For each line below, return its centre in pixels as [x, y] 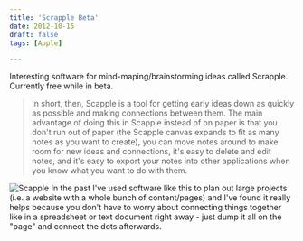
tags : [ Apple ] [36, 43]
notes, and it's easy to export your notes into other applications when [161, 161]
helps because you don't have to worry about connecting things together [146, 208]
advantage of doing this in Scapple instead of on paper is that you [154, 123]
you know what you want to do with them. [109, 171]
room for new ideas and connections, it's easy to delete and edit [151, 152]
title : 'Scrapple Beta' [54, 18]
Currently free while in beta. [62, 86]
